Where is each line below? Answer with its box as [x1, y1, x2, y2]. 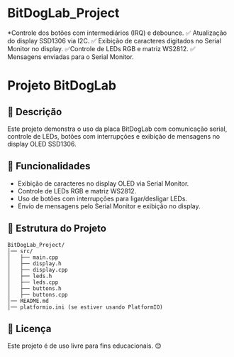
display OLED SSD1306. [7, 139, 77, 148]
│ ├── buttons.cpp [7, 291, 69, 298]
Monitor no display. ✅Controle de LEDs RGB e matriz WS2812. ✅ [7, 44, 196, 53]
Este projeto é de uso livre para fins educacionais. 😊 [7, 341, 162, 350]
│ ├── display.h [7, 260, 62, 267]
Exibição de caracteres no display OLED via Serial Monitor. [17, 179, 189, 188]
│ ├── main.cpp [7, 254, 59, 261]
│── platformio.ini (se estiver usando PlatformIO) [7, 304, 163, 311]
